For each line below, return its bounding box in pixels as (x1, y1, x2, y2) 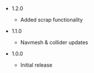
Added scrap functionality (20, 16, 83, 23)
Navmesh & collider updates (20, 39, 89, 46)
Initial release (20, 61, 53, 68)
